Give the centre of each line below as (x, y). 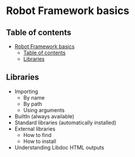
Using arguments (44, 110)
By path (32, 104)
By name (34, 97)
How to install (40, 141)
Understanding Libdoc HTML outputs (59, 147)
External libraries (35, 129)
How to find (37, 135)
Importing (26, 91)
